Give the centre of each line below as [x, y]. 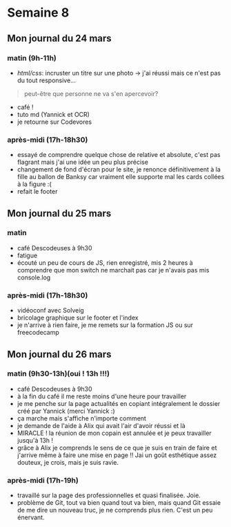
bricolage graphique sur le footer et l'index [78, 318]
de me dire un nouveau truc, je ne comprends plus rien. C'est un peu [115, 510]
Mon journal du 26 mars [59, 354]
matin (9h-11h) [32, 58]
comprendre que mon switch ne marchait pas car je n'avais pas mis [113, 270]
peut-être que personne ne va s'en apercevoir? [91, 93]
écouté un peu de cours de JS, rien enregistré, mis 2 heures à [105, 262]
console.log [34, 277]
